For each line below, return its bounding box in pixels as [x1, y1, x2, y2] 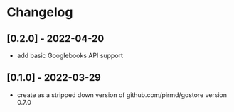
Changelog [6, 4, 73, 21]
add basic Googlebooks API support [16, 51, 124, 60]
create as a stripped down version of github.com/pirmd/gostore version [16, 90, 227, 99]
